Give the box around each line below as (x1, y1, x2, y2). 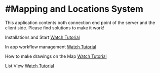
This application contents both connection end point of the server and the (5, 20, 156, 25)
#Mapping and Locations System (5, 3, 143, 15)
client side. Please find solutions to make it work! (5, 24, 105, 30)
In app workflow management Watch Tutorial (5, 44, 96, 49)
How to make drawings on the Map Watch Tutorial (5, 53, 107, 59)
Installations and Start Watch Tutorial (5, 34, 80, 40)
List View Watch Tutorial (5, 63, 54, 69)
